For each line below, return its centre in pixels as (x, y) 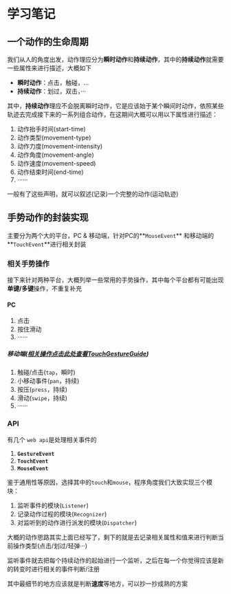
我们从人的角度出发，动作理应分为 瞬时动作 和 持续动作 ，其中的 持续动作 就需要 (115, 59)
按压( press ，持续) (42, 390)
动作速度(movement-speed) (56, 163)
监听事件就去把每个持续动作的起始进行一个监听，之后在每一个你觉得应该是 (112, 560)
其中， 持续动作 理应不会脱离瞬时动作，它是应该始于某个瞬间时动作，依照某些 (115, 106)
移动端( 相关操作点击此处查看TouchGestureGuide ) (78, 353)
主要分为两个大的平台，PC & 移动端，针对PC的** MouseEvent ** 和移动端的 (111, 235)
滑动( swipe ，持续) (42, 398)
